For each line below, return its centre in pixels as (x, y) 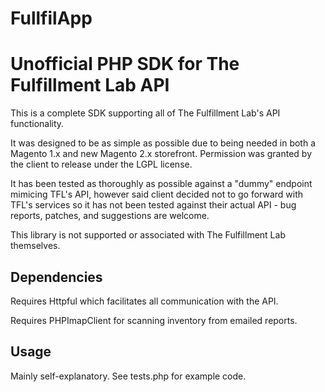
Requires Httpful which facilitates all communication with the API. (144, 301)
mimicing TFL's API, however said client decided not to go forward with (157, 194)
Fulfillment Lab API (90, 85)
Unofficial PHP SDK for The (125, 64)
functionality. (37, 124)
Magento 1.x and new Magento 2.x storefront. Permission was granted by (161, 154)
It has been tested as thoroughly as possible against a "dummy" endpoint (161, 184)
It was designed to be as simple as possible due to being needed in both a (163, 143)
